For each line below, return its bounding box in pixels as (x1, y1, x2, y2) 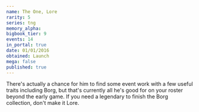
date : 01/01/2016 (6, 48, 50, 54)
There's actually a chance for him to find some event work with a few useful (6, 80, 193, 88)
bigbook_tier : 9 (6, 31, 47, 37)
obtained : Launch (6, 53, 50, 59)
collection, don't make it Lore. (6, 99, 79, 107)
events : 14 (6, 36, 33, 42)
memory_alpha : (6, 25, 42, 32)
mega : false (6, 58, 36, 64)
